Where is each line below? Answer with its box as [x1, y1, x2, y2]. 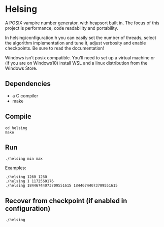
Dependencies [5, 80, 51, 88]
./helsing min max [5, 156, 43, 161]
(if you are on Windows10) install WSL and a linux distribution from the [5, 60, 148, 66]
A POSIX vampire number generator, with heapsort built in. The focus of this [5, 20, 160, 26]
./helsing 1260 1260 [5, 175, 48, 180]
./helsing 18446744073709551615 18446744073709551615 [5, 183, 118, 188]
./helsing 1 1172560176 [5, 179, 54, 184]
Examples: [5, 165, 26, 171]
